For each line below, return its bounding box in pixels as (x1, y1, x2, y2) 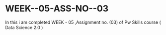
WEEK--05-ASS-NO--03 (5, 3, 109, 14)
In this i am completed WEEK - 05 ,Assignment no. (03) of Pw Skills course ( (5, 19, 162, 25)
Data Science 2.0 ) (5, 24, 43, 30)
